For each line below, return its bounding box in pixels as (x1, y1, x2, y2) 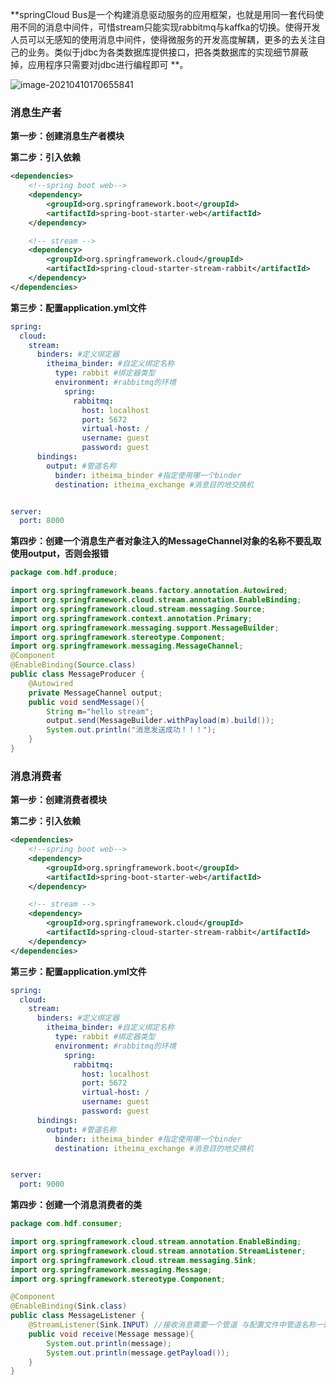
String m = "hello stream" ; (46, 706, 155, 717)
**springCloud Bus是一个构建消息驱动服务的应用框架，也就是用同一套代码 (10, 9, 316, 20)
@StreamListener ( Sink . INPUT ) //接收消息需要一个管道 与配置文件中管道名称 (28, 1320, 317, 1330)
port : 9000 (19, 1179, 65, 1190)
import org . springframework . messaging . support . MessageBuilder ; (10, 623, 280, 633)
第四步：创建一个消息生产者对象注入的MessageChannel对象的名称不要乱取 (10, 535, 322, 547)
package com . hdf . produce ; (10, 568, 118, 578)
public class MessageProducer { (10, 669, 145, 680)
